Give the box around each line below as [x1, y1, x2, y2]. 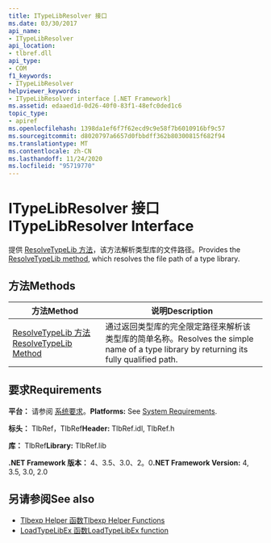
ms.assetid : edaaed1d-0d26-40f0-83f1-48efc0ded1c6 [8, 102, 182, 110]
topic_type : [8, 110, 48, 118]
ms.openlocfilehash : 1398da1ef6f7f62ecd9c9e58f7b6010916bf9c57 [8, 124, 226, 133]
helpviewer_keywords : [8, 86, 81, 95]
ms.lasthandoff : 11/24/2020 [8, 154, 103, 162]
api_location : [8, 42, 56, 50]
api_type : [8, 57, 42, 65]
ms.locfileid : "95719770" [8, 162, 95, 170]
